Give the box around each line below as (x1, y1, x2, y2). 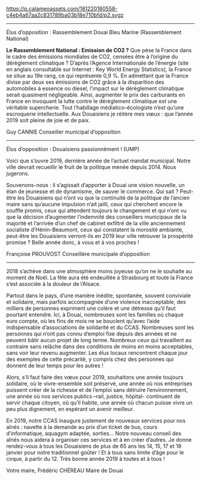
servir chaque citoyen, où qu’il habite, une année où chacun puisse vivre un (6, 399, 193, 406)
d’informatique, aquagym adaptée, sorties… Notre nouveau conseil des (6, 430, 181, 437)
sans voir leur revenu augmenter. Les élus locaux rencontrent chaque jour (6, 349, 188, 356)
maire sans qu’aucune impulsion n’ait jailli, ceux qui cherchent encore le (6, 201, 183, 207)
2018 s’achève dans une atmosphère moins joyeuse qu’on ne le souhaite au (6, 268, 193, 274)
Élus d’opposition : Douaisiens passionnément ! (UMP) (6, 146, 139, 152)
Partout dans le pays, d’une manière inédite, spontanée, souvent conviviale (6, 292, 191, 299)
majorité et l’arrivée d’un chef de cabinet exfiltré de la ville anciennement (6, 220, 185, 227)
